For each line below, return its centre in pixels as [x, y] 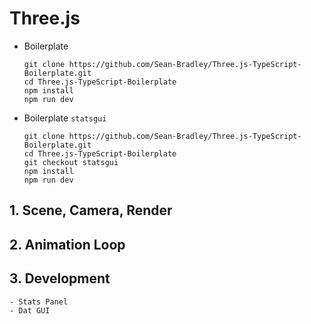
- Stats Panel [39, 302]
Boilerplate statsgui [65, 118]
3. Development [60, 278]
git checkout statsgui [71, 162]
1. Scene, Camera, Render [91, 210]
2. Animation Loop [67, 244]
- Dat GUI [30, 310]
